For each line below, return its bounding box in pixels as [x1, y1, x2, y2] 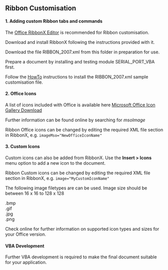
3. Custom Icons [5, 144, 40, 150]
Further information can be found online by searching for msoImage [5, 117, 145, 123]
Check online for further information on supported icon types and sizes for [5, 226, 159, 232]
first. [5, 64, 15, 70]
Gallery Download [5, 107, 42, 113]
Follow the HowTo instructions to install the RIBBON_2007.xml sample [5, 74, 148, 80]
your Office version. [5, 231, 46, 237]
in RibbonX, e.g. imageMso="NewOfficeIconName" [5, 132, 102, 138]
